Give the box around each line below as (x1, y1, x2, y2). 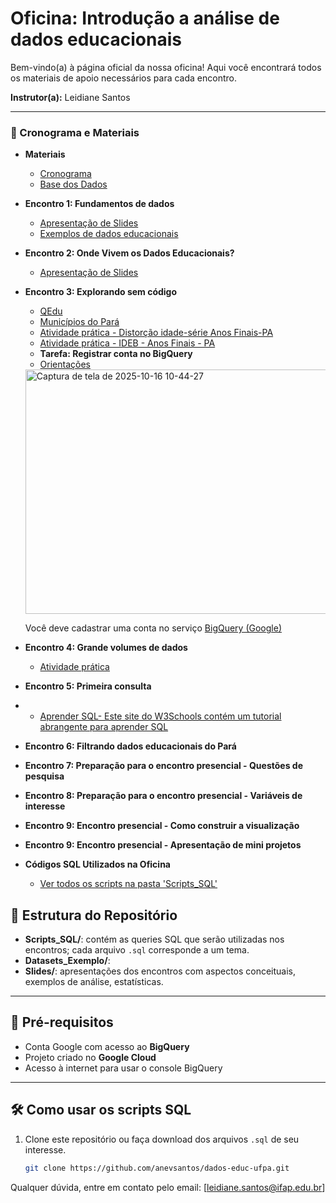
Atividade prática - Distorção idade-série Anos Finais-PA (39, 327, 274, 339)
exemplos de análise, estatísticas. (24, 976, 164, 988)
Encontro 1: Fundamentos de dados (24, 198, 175, 210)
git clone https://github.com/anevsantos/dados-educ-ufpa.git (24, 1163, 290, 1173)
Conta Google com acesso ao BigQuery (24, 1040, 190, 1052)
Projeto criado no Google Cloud (24, 1051, 157, 1063)
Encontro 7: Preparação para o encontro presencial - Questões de (24, 760, 303, 772)
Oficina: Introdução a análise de (10, 7, 280, 30)
